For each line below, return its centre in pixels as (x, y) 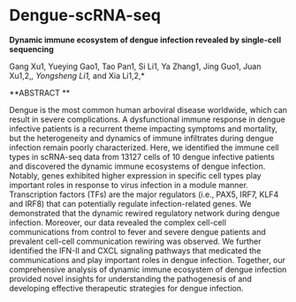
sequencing (32, 49)
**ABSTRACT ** (40, 93)
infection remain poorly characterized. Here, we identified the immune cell (144, 147)
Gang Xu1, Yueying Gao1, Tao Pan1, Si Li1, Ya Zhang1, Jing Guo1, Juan (135, 66)
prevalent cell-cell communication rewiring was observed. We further (135, 241)
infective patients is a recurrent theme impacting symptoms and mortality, (144, 128)
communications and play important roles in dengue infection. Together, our (147, 260)
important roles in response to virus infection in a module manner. (129, 185)
